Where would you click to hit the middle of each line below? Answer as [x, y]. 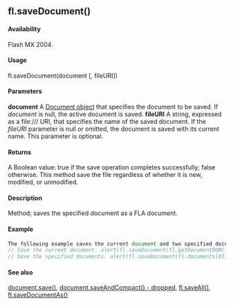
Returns [20, 152]
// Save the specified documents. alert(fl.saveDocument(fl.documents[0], [118, 257]
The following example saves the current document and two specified [110, 244]
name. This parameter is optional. [56, 136]
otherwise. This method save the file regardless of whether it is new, [105, 175]
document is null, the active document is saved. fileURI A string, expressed [115, 114]
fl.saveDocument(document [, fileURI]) [63, 75]
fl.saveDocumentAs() [38, 295]
